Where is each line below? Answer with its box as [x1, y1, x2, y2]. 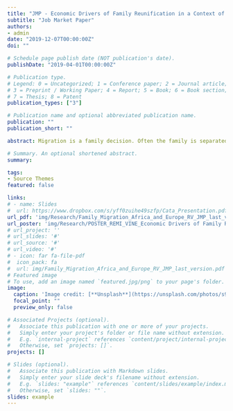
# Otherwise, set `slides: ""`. [7, 387, 107, 394]
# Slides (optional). [7, 361, 70, 368]
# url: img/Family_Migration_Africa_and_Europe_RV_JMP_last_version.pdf [7, 265, 225, 272]
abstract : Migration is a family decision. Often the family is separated [7, 137, 228, 144]
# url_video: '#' [7, 246, 58, 253]
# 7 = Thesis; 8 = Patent [7, 93, 82, 100]
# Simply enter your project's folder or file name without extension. [7, 329, 225, 336]
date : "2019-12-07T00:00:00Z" [7, 36, 95, 43]
